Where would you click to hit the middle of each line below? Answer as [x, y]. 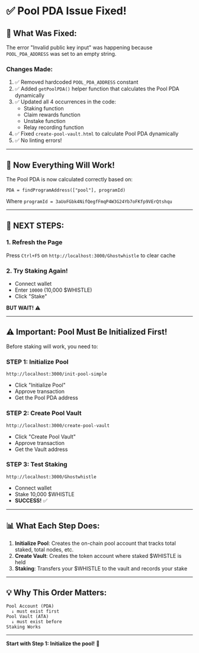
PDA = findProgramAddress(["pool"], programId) [66, 190]
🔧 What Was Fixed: [41, 33]
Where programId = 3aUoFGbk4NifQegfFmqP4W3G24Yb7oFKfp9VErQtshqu [89, 201]
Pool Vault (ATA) [28, 617]
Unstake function [45, 121]
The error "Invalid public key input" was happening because [79, 48]
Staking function [44, 109]
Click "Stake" [31, 296]
